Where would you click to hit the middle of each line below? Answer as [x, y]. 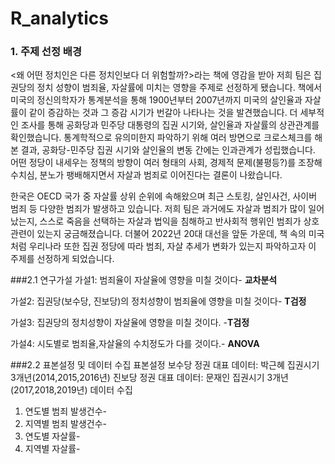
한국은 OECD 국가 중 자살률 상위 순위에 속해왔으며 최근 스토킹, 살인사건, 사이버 [164, 196]
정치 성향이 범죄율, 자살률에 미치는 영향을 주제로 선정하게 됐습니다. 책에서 [179, 88]
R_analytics [59, 18]
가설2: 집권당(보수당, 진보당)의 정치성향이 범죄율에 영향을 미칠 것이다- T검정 [158, 301]
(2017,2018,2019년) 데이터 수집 [71, 390]
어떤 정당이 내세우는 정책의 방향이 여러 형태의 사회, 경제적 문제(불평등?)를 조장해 [166, 163]
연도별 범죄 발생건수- [66, 411]
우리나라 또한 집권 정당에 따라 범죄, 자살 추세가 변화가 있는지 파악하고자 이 [172, 246]
